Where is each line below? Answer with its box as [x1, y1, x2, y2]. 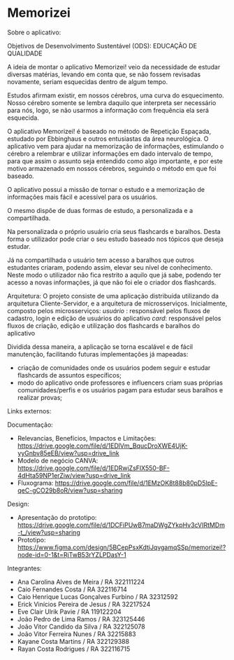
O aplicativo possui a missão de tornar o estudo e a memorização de [7, 185, 205, 193]
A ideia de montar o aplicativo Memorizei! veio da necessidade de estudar [7, 62, 221, 71]
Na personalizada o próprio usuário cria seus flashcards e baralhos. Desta [7, 227, 221, 235]
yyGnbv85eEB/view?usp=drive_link [17, 448, 120, 457]
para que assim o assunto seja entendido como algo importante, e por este [7, 156, 224, 165]
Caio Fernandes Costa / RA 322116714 [17, 585, 127, 593]
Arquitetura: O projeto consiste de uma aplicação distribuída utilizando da [7, 291, 219, 300]
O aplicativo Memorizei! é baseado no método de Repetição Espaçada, [7, 127, 212, 135]
